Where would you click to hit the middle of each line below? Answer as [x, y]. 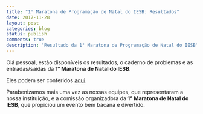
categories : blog [28, 28]
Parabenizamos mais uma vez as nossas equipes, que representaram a [95, 92]
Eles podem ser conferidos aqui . [47, 80]
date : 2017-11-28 [28, 17]
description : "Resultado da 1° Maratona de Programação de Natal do [94, 46]
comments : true [25, 40]
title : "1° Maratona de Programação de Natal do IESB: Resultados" [93, 12]
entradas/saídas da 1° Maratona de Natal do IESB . [69, 68]
